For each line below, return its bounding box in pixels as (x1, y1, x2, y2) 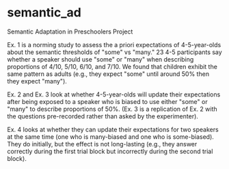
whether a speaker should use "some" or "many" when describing (7, 55, 194, 63)
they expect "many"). (7, 77, 67, 85)
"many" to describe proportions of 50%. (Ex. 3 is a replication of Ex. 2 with (7, 105, 217, 113)
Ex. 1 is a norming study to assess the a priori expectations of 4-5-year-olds (7, 40, 221, 49)
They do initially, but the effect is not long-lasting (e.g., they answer (7, 140, 198, 148)
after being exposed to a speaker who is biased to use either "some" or (7, 97, 208, 105)
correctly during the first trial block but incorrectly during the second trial (7, 147, 213, 155)
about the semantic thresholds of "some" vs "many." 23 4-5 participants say (7, 48, 222, 56)
